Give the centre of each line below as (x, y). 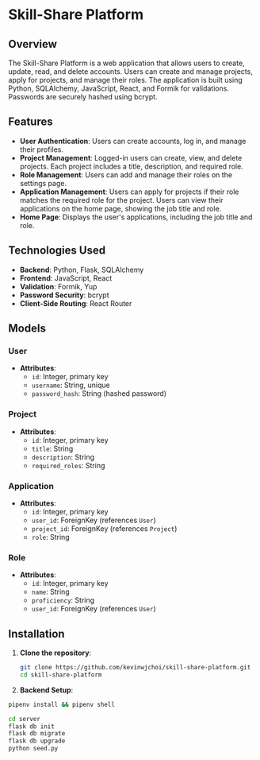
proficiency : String (63, 600)
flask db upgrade (37, 741)
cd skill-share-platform (61, 675)
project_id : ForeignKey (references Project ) (104, 528)
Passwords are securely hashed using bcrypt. (83, 97)
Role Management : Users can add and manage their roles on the (126, 174)
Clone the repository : (55, 653)
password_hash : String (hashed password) (99, 394)
